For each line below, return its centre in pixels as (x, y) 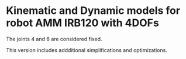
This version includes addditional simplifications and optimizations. (87, 50)
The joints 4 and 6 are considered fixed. (54, 39)
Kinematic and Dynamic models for (93, 11)
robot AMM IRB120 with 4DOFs (82, 23)
